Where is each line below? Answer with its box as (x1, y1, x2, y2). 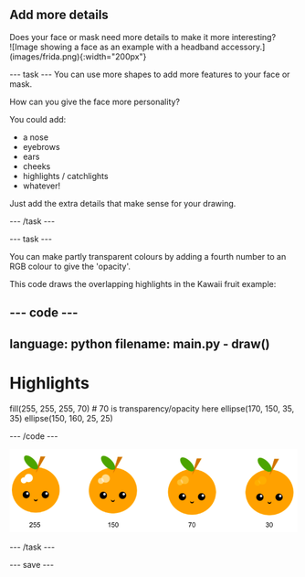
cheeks (22, 160, 51, 172)
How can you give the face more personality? (9, 96, 181, 107)
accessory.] (220, 41, 266, 52)
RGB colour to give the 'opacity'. (9, 261, 131, 272)
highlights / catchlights (22, 170, 109, 181)
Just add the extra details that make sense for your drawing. (9, 198, 237, 208)
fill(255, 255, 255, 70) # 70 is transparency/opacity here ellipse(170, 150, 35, (9, 402, 295, 414)
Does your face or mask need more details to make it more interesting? (9, 31, 277, 42)
